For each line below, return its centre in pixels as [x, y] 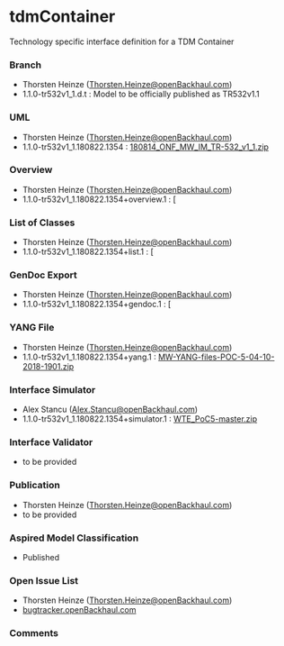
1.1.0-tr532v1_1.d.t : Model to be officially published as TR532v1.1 [141, 94]
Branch [26, 65]
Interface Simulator [53, 389]
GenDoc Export [44, 275]
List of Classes [42, 223]
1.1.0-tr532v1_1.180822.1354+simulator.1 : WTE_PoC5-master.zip [140, 419]
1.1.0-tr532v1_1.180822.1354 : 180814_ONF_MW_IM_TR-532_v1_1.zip [146, 147]
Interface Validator [51, 441]
